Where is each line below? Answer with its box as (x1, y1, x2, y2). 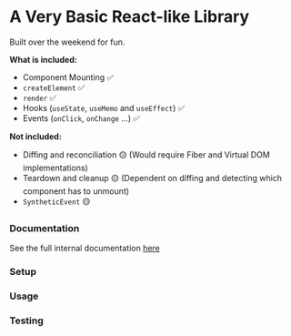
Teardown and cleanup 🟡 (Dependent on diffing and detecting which (22, 172, 283, 183)
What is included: (9, 54, 77, 65)
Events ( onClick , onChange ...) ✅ (22, 112, 141, 124)
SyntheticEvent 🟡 (22, 196, 91, 207)
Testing (9, 314, 44, 327)
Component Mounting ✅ (22, 71, 115, 83)
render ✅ (22, 92, 57, 103)
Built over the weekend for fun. (9, 36, 125, 47)
